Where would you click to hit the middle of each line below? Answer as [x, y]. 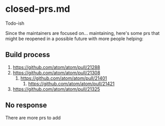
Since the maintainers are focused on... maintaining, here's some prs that [82, 33]
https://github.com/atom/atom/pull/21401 [64, 78]
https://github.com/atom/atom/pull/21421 [71, 83]
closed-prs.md [38, 9]
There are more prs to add [33, 118]
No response [26, 105]
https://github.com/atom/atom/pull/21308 [56, 73]
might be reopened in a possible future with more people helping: [74, 39]
